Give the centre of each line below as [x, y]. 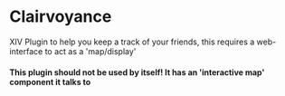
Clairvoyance [61, 17]
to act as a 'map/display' [90, 51]
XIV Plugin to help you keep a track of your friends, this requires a [132, 42]
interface [26, 51]
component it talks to [50, 82]
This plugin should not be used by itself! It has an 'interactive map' [137, 72]
